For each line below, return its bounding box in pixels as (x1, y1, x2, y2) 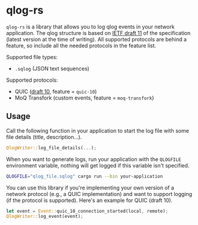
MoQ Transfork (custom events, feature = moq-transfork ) (14, 94, 154, 101)
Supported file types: (6, 53, 58, 60)
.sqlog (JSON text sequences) (14, 65, 90, 72)
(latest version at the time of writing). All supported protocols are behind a (6, 36, 187, 43)
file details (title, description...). (6, 133, 82, 140)
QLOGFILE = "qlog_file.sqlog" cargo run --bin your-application (6, 173, 163, 179)
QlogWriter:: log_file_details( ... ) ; (6, 144, 97, 151)
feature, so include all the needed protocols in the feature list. (6, 42, 157, 49)
